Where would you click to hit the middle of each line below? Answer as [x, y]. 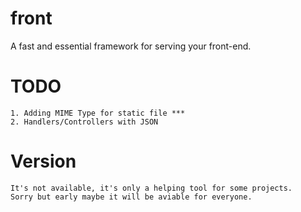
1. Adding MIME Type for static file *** [98, 113]
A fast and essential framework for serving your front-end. [131, 46]
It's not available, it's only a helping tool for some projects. [151, 188]
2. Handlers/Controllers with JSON [84, 122]
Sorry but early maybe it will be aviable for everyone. [131, 197]
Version [43, 161]
